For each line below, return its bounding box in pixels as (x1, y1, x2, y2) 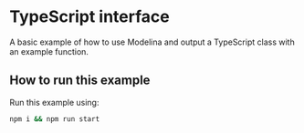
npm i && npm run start (9, 114, 100, 124)
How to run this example (9, 73, 151, 88)
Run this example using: (9, 97, 100, 107)
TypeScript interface (9, 6, 171, 27)
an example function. (9, 46, 89, 56)
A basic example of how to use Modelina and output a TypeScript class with (9, 36, 295, 47)
